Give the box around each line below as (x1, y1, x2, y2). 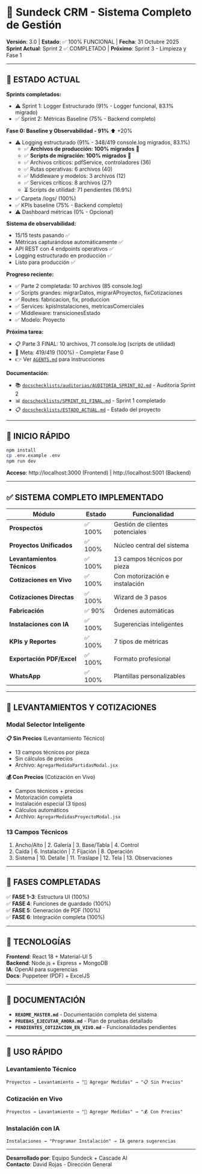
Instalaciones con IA (9, 620, 69, 628)
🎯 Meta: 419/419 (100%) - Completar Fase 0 (14, 349, 124, 356)
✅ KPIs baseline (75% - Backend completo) (14, 201, 123, 209)
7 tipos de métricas (114, 637, 168, 646)
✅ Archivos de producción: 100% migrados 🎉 (23, 145, 140, 152)
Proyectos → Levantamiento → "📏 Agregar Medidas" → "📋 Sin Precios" (6, 1079, 183, 1086)
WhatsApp (9, 672, 41, 680)
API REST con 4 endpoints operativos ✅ (14, 245, 114, 252)
